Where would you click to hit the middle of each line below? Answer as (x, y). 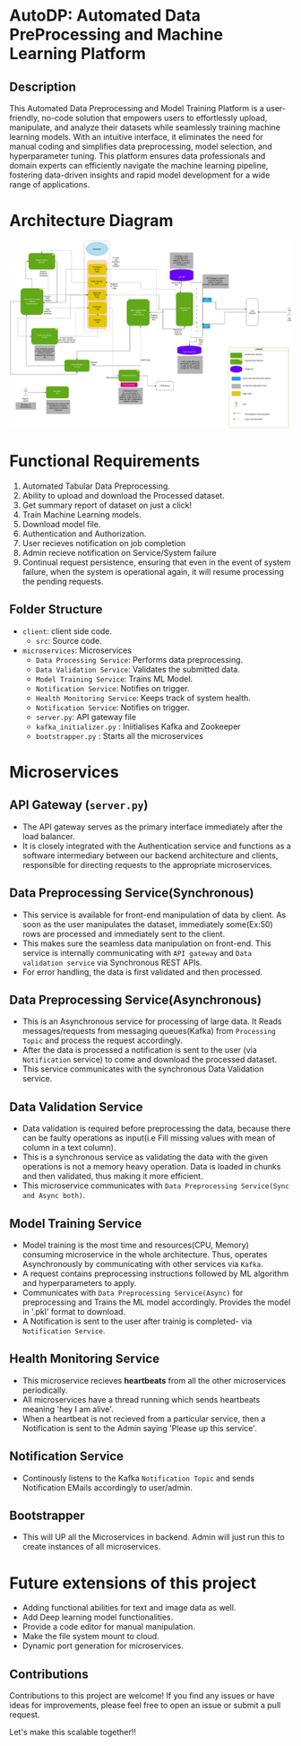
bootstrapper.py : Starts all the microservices (120, 735)
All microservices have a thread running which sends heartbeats (141, 1399)
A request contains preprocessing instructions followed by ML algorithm (155, 1273)
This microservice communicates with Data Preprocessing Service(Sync (155, 1186)
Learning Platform (77, 54)
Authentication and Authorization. (84, 534)
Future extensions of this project (133, 1583)
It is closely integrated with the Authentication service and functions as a (156, 846)
